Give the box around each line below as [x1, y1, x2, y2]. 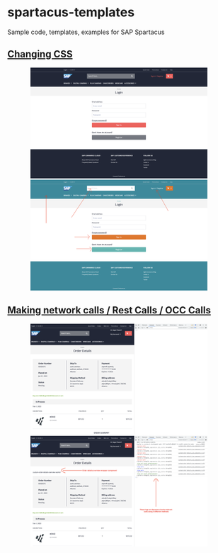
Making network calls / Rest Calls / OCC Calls [7, 304, 211, 316]
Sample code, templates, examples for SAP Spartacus [7, 28, 165, 36]
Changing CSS [7, 48, 73, 60]
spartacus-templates [7, 4, 135, 21]
